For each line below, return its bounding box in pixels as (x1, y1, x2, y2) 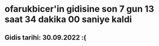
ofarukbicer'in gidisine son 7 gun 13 (4, 3, 154, 15)
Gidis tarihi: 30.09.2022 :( (4, 33, 86, 42)
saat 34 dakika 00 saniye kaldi (4, 14, 132, 25)
